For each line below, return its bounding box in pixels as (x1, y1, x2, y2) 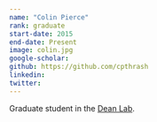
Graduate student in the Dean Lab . (9, 103, 136, 113)
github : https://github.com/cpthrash (9, 63, 149, 72)
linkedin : (9, 71, 46, 80)
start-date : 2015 (9, 29, 74, 38)
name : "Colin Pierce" (9, 12, 90, 22)
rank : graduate (9, 21, 66, 30)
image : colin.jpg (9, 46, 74, 55)
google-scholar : (9, 54, 69, 63)
